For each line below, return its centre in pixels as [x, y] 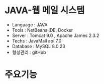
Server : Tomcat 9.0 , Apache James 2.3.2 [56, 35]
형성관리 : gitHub [29, 52]
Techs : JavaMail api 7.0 [37, 40]
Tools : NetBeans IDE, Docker [42, 30]
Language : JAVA [30, 25]
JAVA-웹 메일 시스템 [45, 10]
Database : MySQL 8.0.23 [39, 46]
